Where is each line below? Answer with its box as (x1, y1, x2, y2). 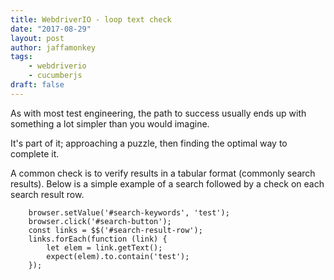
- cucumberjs (28, 71, 83, 81)
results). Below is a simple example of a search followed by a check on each (10, 177, 325, 190)
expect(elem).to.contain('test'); (46, 251, 190, 261)
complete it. (10, 147, 60, 160)
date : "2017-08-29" (10, 24, 92, 34)
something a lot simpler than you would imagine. (10, 117, 210, 130)
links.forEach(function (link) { (28, 234, 168, 244)
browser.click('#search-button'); (28, 216, 172, 226)
